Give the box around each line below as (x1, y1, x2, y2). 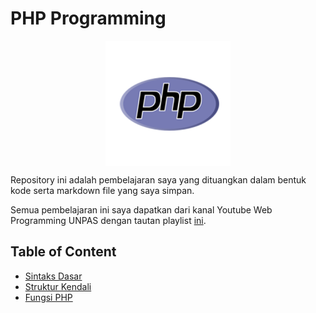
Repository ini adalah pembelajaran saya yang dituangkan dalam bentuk (10, 173, 307, 186)
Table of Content (10, 243, 117, 261)
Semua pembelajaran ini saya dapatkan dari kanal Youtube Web (10, 203, 273, 216)
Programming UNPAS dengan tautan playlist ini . (10, 214, 207, 226)
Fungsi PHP (24, 291, 73, 303)
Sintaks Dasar (24, 270, 83, 282)
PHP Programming (10, 7, 167, 30)
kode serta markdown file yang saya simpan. (10, 184, 195, 196)
